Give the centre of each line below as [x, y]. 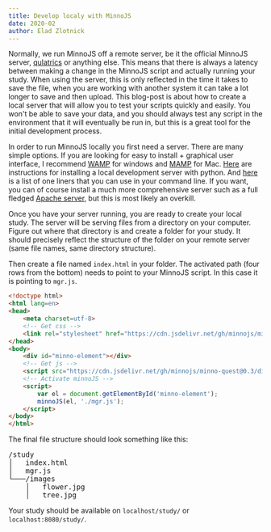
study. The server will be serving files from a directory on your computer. [130, 222]
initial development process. [55, 131]
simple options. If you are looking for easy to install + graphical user [121, 155]
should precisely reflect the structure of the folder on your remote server [129, 240]
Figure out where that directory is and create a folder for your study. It [125, 231]
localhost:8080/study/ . [48, 519]
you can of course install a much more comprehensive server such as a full [133, 190]
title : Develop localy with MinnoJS [70, 16]
